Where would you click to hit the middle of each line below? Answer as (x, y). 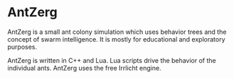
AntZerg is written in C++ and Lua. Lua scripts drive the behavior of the (112, 60)
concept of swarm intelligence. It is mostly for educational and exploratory (116, 39)
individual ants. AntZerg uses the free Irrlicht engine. (84, 68)
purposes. (22, 47)
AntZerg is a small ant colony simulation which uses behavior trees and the (117, 32)
